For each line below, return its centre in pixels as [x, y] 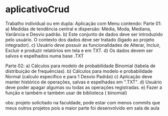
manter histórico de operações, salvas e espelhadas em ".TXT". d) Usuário [83, 82]
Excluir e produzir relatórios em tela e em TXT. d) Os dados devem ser [79, 50]
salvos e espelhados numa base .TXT [45, 56]
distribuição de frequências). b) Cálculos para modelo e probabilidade [79, 71]
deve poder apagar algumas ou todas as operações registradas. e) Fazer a [84, 87]
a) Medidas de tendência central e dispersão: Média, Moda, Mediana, [78, 28]
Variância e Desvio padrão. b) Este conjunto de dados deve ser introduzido [84, 34]
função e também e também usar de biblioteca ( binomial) [66, 93]
